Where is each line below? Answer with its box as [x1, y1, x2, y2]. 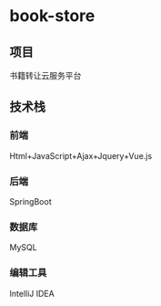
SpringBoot [9, 195, 52, 206]
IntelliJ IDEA [9, 288, 55, 299]
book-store [9, 5, 96, 26]
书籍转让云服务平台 [9, 70, 82, 80]
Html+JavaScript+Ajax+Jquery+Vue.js [9, 150, 153, 161]
